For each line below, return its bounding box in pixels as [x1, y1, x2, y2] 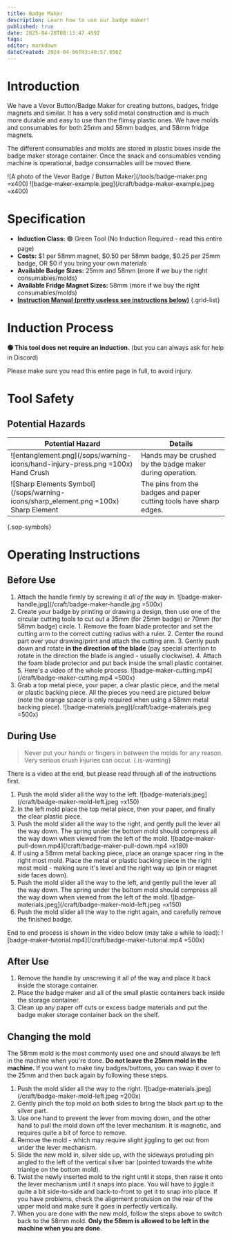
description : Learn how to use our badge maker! [7, 17, 150, 24]
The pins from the [141, 478, 199, 488]
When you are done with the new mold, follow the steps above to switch [17, 1209, 222, 1218]
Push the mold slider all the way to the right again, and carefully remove [17, 907, 222, 916]
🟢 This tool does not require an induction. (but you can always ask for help [7, 343, 224, 351]
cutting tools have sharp [141, 496, 220, 505]
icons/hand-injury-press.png [10, 459, 107, 469]
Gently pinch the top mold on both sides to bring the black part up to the [17, 1099, 223, 1108]
